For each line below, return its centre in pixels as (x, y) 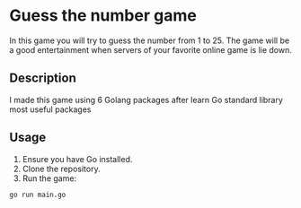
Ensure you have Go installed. (77, 159)
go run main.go (38, 195)
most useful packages (50, 109)
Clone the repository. (61, 169)
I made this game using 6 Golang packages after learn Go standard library (146, 100)
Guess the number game (103, 16)
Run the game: (49, 178)
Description (43, 78)
